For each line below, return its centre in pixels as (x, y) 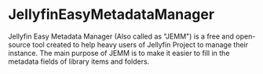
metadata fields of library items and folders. (79, 61)
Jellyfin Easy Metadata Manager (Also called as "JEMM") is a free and (121, 36)
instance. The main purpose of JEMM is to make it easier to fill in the (119, 53)
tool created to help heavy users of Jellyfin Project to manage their (141, 44)
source (20, 44)
